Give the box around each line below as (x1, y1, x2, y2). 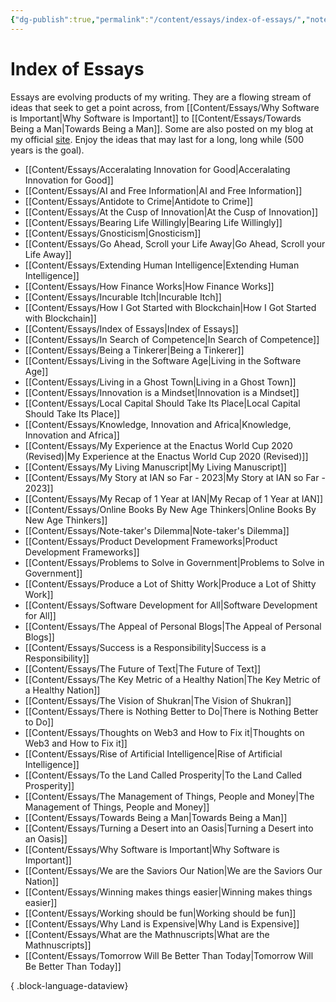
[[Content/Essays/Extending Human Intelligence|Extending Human (24, 259, 300, 271)
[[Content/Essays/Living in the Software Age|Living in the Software (24, 354, 302, 366)
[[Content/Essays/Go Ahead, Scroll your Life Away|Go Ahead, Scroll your (24, 237, 326, 250)
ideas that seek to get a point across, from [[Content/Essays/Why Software (10, 101, 320, 113)
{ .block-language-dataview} (10, 979, 129, 991)
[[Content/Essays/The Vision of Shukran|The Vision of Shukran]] (24, 694, 292, 706)
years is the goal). (10, 144, 85, 156)
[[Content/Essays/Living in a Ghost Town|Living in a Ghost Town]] (24, 376, 297, 388)
